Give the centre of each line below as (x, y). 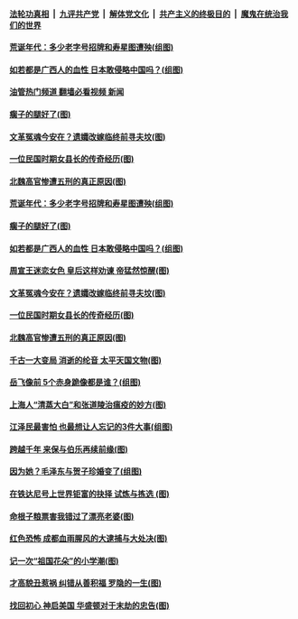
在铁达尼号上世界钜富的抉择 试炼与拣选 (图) (89, 494)
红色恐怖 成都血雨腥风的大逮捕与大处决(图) (88, 539)
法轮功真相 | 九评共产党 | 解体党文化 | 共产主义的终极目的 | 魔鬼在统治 (145, 14)
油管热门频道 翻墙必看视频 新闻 (67, 92)
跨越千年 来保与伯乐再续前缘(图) (69, 449)
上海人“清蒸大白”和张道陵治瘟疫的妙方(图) (88, 404)
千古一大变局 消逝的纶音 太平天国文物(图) (86, 360)
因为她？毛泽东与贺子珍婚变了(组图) (76, 471)
